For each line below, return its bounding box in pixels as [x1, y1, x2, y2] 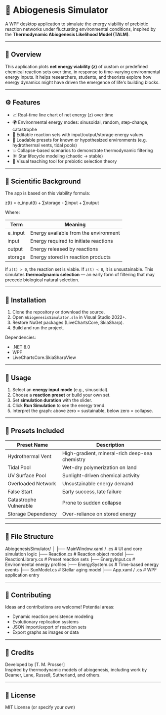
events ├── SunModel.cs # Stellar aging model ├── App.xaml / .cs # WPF [5, 566, 157, 572]
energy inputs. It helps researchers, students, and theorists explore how [5, 74, 152, 80]
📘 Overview [5, 51, 41, 59]
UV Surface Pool [7, 472, 46, 479]
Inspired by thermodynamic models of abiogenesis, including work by [5, 667, 147, 673]
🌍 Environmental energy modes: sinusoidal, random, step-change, [12, 119, 149, 125]
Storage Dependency [7, 510, 57, 517]
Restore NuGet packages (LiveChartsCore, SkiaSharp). [12, 319, 124, 326]
